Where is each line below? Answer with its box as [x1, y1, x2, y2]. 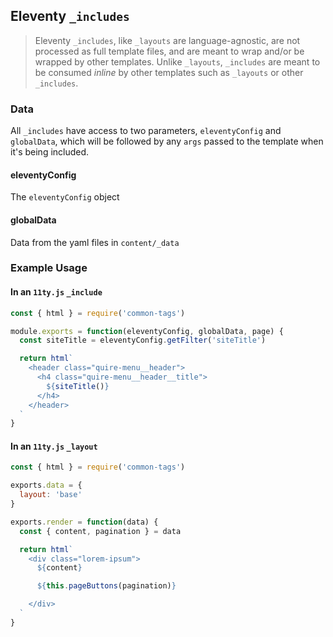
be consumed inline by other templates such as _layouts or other [34, 66, 304, 78]
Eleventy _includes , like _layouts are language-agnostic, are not [34, 34, 301, 46]
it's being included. [10, 146, 90, 158]
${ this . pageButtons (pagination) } [36, 581, 177, 591]
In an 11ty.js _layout [10, 440, 98, 452]
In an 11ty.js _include [10, 286, 103, 298]
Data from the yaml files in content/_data [10, 236, 180, 248]
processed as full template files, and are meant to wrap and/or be [34, 45, 305, 57]
